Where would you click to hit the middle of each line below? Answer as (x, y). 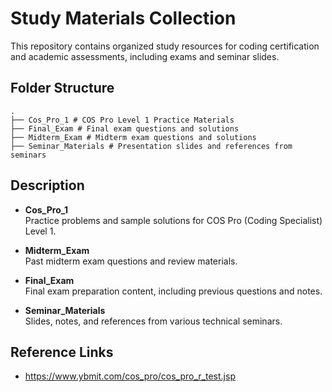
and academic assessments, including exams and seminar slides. (145, 56)
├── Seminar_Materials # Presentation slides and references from (151, 146)
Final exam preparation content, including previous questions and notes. (173, 291)
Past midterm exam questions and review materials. (131, 261)
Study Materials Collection (123, 18)
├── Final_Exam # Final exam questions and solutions (125, 128)
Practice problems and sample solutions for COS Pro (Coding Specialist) (173, 220)
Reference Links (62, 352)
